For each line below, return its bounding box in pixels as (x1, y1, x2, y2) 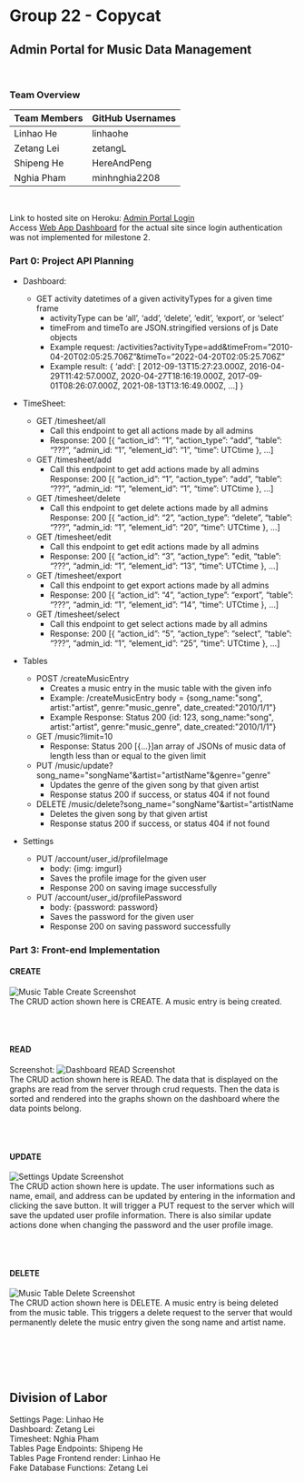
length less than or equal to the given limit (49, 750, 207, 761)
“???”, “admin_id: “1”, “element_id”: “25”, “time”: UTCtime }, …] (49, 638, 280, 649)
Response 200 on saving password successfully (49, 921, 231, 932)
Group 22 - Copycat (9, 5, 162, 26)
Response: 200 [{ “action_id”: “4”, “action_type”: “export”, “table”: (49, 589, 293, 600)
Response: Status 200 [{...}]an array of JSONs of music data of (49, 741, 287, 751)
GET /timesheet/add (35, 454, 112, 465)
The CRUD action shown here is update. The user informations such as (9, 1181, 275, 1192)
